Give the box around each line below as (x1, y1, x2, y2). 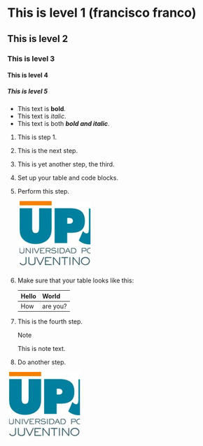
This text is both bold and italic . (17, 120, 110, 128)
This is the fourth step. (17, 317, 83, 326)
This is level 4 (7, 71, 48, 80)
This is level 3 (7, 54, 55, 64)
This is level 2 (7, 33, 69, 45)
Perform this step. (17, 187, 70, 196)
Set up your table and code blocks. (17, 173, 119, 182)
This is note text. (17, 345, 66, 353)
